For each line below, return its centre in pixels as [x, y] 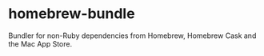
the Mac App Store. [40, 43]
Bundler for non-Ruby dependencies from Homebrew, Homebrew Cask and [132, 35]
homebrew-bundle [72, 14]
